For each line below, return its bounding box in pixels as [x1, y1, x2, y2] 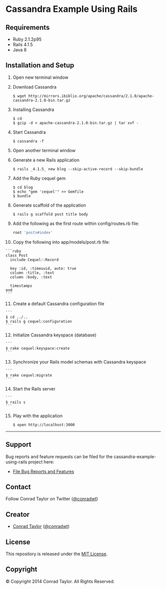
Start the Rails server [12, 385, 56, 392]
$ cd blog [12, 185, 33, 190]
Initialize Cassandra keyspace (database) [12, 332, 97, 338]
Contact [5, 482, 31, 491]
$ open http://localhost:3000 [12, 422, 75, 427]
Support [5, 440, 32, 449]
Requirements [5, 23, 50, 32]
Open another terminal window [12, 147, 76, 153]
